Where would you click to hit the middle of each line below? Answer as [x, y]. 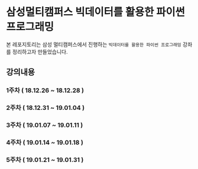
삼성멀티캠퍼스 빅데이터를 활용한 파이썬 [95, 12]
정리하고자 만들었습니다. [40, 51]
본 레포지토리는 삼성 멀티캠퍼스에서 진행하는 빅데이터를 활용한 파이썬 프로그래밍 [94, 44]
